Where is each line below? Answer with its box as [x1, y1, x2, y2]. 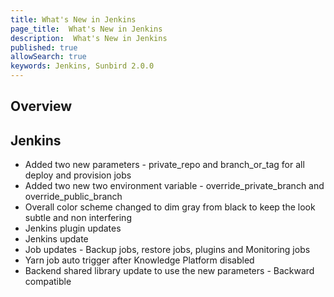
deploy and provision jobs [24, 169, 132, 181]
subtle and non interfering [24, 212, 132, 224]
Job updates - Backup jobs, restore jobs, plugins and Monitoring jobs [24, 244, 311, 256]
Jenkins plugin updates [24, 222, 122, 235]
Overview [10, 98, 73, 115]
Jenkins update [24, 233, 89, 245]
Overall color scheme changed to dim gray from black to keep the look [24, 201, 316, 213]
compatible [24, 276, 72, 288]
